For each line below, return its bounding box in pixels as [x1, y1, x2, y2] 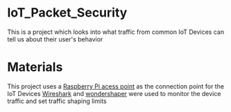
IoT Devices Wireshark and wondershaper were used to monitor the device [7, 89, 221, 97]
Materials [7, 59, 63, 75]
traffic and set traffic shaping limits [7, 97, 107, 105]
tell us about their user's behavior [7, 35, 103, 43]
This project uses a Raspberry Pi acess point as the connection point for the [7, 82, 224, 91]
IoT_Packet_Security [7, 5, 128, 21]
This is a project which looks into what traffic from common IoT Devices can [7, 28, 224, 36]
